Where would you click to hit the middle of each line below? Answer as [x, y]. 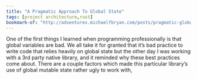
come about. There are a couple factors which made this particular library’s [97, 64]
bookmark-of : [22, 22]
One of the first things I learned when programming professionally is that [94, 39]
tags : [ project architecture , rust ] [50, 17]
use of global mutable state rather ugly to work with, [69, 70]
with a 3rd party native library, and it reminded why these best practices [93, 58]
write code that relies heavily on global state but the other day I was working [98, 51]
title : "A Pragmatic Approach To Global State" [65, 11]
